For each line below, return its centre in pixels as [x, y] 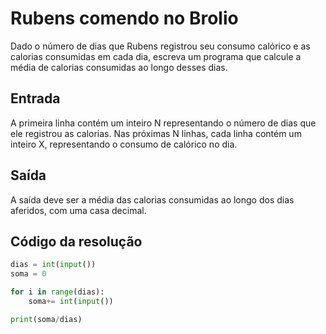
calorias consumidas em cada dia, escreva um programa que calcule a [156, 56]
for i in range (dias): [57, 292]
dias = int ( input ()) [53, 265]
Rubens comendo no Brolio [124, 18]
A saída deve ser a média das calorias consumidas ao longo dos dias [152, 199]
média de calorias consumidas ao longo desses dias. [119, 67]
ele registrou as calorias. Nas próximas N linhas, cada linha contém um [156, 133]
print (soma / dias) [46, 319]
